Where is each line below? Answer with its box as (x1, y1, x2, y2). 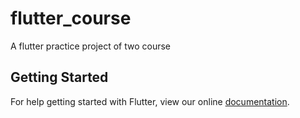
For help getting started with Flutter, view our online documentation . (10, 95, 290, 107)
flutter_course (10, 7, 132, 30)
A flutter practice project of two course (10, 40, 172, 52)
